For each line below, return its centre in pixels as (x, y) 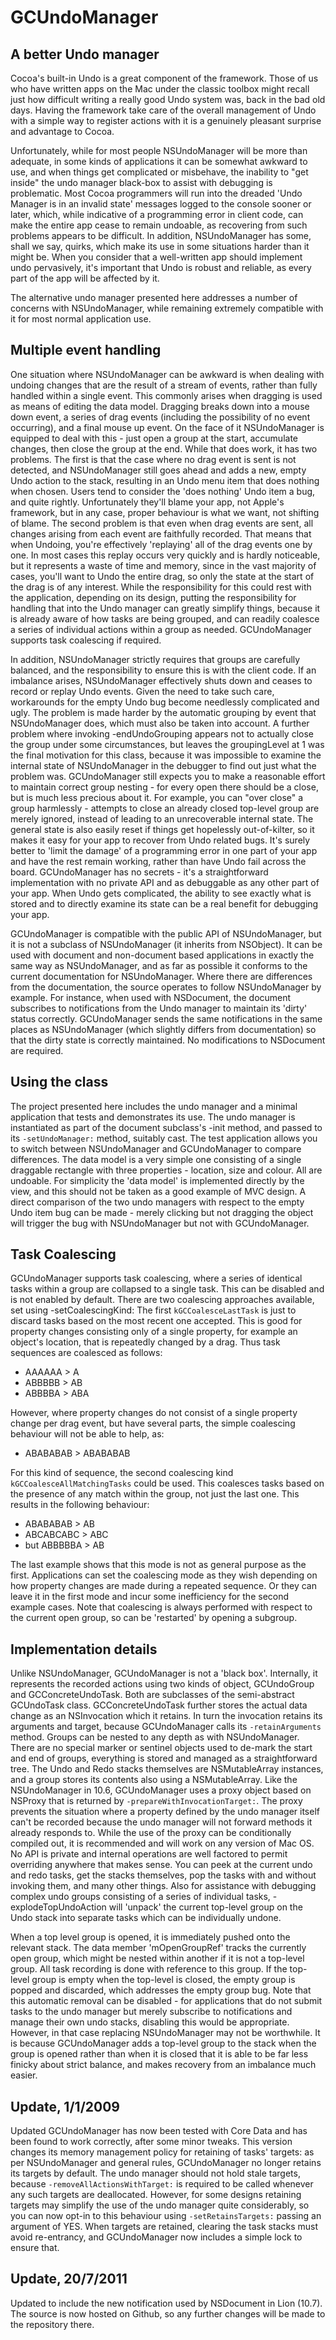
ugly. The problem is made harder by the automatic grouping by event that (163, 712)
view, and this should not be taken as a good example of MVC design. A (158, 1191)
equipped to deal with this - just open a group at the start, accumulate (154, 438)
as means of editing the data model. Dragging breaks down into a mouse (160, 406)
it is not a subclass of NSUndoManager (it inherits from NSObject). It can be (166, 944)
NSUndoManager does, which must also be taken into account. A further (160, 723)
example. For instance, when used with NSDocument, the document (151, 997)
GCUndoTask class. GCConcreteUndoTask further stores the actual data (159, 1705)
